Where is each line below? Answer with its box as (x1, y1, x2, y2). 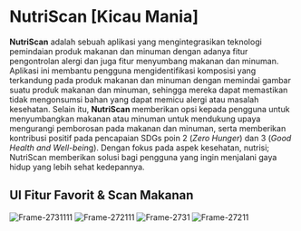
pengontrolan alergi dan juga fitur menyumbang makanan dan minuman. (9, 55, 279, 66)
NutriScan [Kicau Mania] (9, 6, 199, 27)
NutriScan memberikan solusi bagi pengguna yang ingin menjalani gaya (9, 151, 277, 162)
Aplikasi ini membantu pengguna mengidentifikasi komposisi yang (9, 65, 257, 76)
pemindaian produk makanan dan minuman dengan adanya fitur (9, 45, 248, 56)
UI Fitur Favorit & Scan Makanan (9, 188, 194, 203)
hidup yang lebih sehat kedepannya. (9, 161, 145, 172)
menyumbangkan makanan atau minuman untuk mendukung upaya (9, 113, 261, 124)
